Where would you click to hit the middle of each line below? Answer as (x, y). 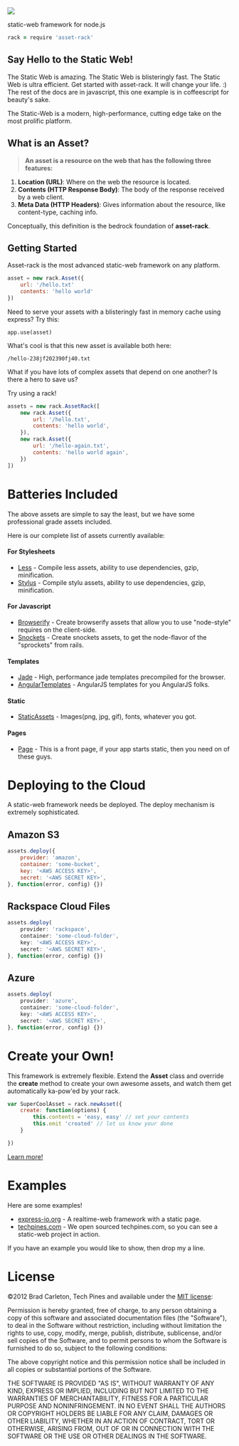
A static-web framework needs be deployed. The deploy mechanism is (111, 805)
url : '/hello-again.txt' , (71, 446)
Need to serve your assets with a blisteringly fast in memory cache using (114, 312)
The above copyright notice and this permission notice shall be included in (116, 1361)
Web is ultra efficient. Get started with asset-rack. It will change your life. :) (117, 84)
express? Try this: (33, 319)
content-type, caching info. (58, 212)
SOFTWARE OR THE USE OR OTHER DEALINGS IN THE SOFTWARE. (107, 1436)
